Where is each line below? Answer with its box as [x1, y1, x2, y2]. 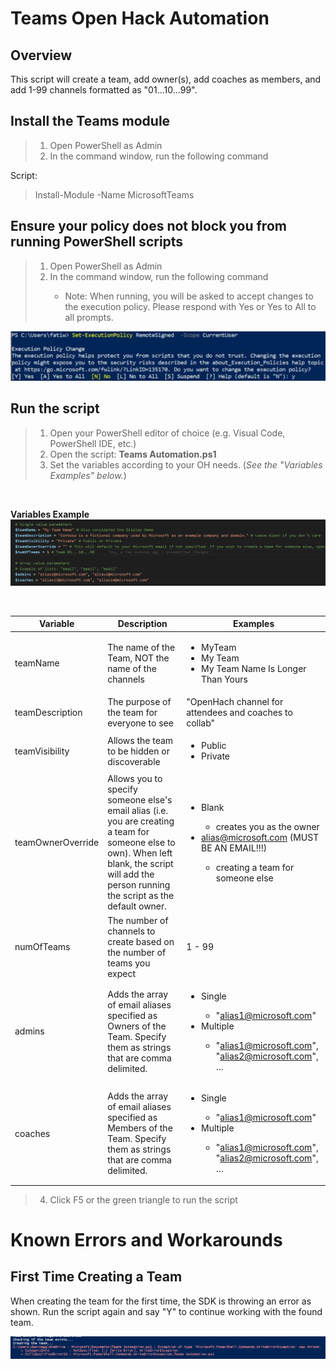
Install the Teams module [10, 113, 171, 130]
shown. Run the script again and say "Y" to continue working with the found [10, 1305, 323, 1317]
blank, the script [107, 858, 174, 870]
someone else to [107, 837, 176, 849]
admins [14, 1025, 45, 1037]
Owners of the [107, 1020, 167, 1032]
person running [107, 879, 171, 891]
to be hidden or [107, 745, 170, 757]
